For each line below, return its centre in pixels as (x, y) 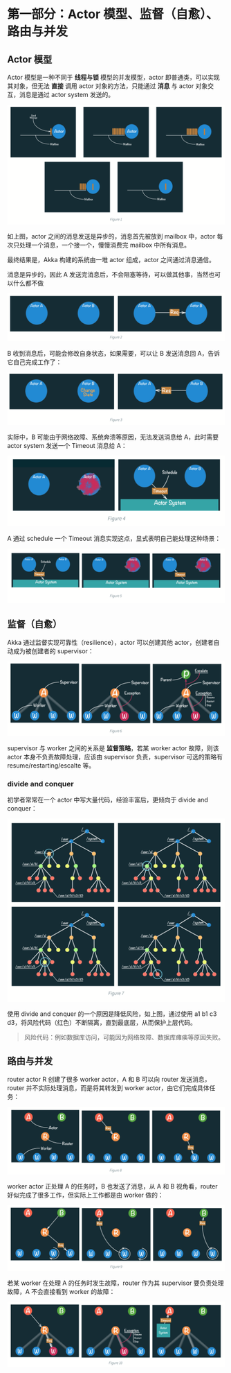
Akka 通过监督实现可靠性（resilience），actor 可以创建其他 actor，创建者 (110, 642)
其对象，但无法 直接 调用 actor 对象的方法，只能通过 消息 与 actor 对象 (108, 86)
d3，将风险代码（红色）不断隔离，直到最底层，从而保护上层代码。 (102, 1022)
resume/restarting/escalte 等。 (51, 765)
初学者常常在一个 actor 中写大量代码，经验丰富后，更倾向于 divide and (108, 800)
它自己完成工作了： (35, 362)
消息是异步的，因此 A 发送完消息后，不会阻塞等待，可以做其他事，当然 (108, 274)
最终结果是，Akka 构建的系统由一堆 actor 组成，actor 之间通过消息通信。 (111, 259)
